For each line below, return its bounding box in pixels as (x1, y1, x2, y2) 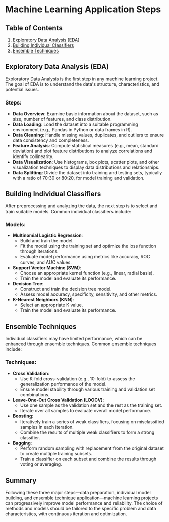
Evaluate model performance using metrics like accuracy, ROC (20, 254, 150, 260)
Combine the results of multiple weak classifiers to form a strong (20, 429, 155, 435)
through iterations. (20, 248, 59, 254)
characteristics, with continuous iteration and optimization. (5, 511, 127, 517)
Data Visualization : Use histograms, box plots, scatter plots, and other (12, 159, 160, 165)
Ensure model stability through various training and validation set (20, 386, 155, 392)
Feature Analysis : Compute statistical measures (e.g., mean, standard (12, 143, 159, 149)
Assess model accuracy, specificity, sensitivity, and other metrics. (20, 291, 157, 297)
